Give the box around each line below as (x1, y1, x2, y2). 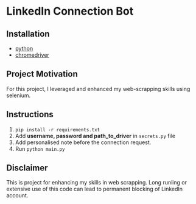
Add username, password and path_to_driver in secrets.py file (15, 132, 175, 139)
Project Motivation (6, 69, 78, 79)
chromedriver (15, 51, 50, 59)
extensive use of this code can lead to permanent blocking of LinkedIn (6, 185, 183, 193)
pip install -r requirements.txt (15, 126, 100, 133)
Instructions (6, 109, 54, 120)
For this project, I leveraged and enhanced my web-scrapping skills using (6, 85, 191, 92)
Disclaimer (6, 163, 48, 173)
